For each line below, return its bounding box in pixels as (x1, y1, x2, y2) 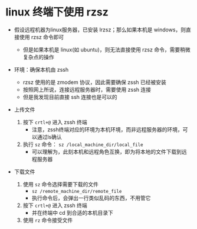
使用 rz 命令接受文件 (22, 217, 73, 224)
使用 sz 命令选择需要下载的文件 (22, 180, 98, 188)
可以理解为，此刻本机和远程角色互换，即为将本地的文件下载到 (31, 148, 182, 155)
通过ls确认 (37, 133, 63, 140)
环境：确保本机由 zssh (14, 66, 69, 73)
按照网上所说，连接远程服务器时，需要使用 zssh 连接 (22, 86, 152, 93)
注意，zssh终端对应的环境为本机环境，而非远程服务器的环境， (31, 125, 183, 133)
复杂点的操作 (22, 53, 54, 60)
